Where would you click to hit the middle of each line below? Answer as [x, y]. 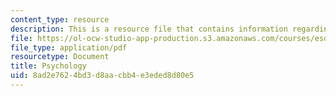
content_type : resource [60, 19]
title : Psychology [48, 66]
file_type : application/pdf [69, 47]
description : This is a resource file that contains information [149, 29]
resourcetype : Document [60, 57]
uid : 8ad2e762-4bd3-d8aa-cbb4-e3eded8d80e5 [102, 76]
